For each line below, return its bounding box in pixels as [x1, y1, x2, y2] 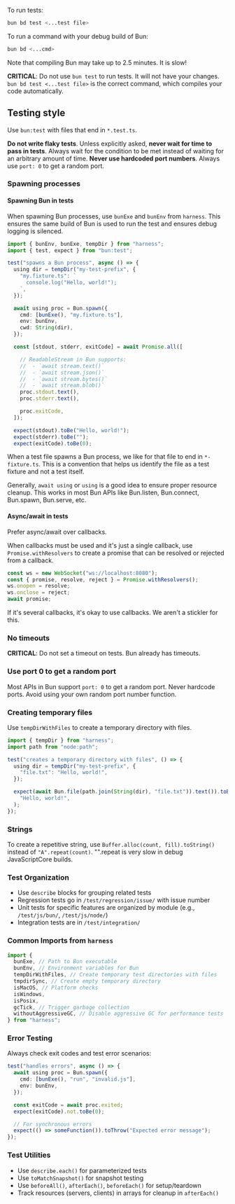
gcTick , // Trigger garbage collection [13, 1004, 130, 1011]
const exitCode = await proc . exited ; [13, 1101, 124, 1109]
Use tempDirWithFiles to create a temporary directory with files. [7, 723, 192, 731]
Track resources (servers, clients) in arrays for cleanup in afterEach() [17, 1189, 219, 1197]
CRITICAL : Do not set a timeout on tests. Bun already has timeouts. [7, 649, 201, 658]
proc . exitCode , [20, 408, 64, 415]
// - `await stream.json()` [20, 369, 105, 376]
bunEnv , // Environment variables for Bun [13, 964, 139, 972]
